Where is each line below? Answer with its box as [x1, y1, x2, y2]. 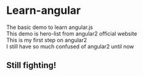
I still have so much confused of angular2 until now [6, 43, 134, 50]
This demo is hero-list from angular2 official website [6, 30, 138, 37]
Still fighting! [6, 60, 57, 71]
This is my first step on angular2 [6, 36, 87, 43]
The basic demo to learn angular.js [6, 24, 93, 31]
